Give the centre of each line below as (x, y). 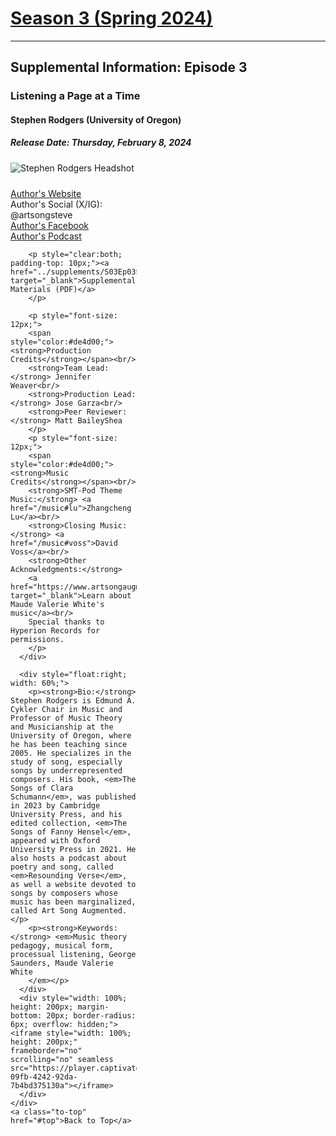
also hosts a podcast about (69, 858)
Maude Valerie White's (57, 604)
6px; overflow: (42, 1024)
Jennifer (73, 377)
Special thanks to (66, 622)
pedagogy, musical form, (62, 945)
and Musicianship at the (62, 727)
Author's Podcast (46, 236)
